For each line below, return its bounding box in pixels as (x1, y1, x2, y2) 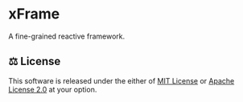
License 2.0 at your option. (8, 84, 97, 94)
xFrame (8, 5, 60, 23)
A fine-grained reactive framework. (8, 31, 126, 41)
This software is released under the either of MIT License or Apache (8, 75, 235, 85)
